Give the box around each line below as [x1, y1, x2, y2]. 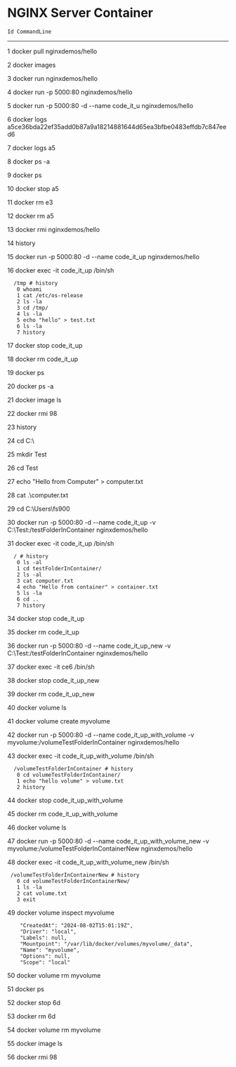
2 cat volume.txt [16, 890, 68, 897]
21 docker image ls [7, 395, 62, 404]
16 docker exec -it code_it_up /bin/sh [7, 266, 114, 275]
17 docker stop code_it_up [7, 341, 83, 349]
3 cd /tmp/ [16, 304, 49, 311]
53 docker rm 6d [7, 1012, 56, 1020]
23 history [7, 423, 37, 431]
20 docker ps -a [7, 381, 54, 391]
